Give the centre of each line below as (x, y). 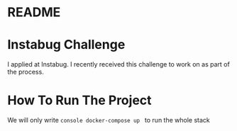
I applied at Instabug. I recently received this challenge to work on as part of (119, 64)
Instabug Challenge (66, 45)
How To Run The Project (79, 101)
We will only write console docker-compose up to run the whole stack (109, 120)
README (34, 12)
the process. (26, 72)
